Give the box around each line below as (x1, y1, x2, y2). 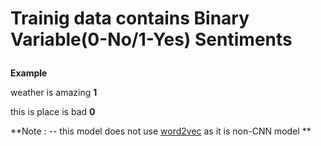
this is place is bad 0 (10, 106, 96, 118)
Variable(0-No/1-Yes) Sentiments (10, 28, 293, 51)
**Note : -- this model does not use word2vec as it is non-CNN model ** (10, 125, 312, 137)
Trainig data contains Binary (10, 7, 250, 30)
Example (10, 67, 48, 79)
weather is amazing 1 (10, 87, 98, 99)
